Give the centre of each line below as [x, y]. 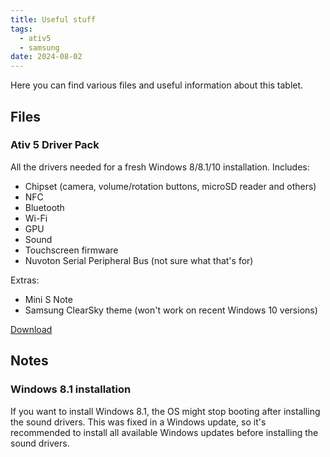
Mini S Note [48, 299]
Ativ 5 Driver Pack [55, 145]
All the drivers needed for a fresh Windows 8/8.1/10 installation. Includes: [160, 167]
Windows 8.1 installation [71, 389]
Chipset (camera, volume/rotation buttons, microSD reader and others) [170, 186]
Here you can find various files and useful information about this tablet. [157, 85]
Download [31, 329]
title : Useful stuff [53, 19]
